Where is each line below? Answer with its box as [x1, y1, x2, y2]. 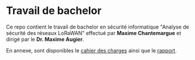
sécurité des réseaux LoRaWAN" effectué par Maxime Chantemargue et [6, 29, 182, 36]
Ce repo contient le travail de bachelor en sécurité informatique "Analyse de [6, 23, 189, 30]
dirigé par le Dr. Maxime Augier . [6, 36, 84, 43]
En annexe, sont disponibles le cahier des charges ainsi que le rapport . [6, 47, 177, 54]
